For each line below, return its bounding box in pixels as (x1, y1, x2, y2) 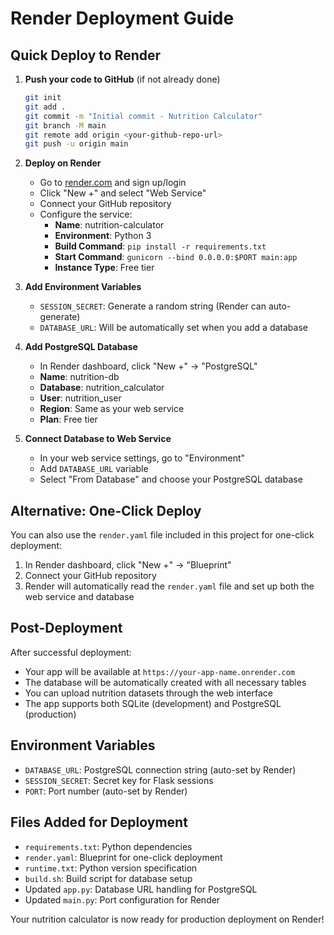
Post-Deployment (10, 620, 123, 637)
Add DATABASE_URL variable (39, 463, 149, 475)
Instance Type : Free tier (54, 262, 155, 274)
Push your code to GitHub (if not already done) (24, 73, 221, 85)
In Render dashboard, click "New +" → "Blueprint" (24, 559, 232, 571)
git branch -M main (24, 120, 107, 131)
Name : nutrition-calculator (54, 219, 165, 231)
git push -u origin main (24, 139, 129, 149)
